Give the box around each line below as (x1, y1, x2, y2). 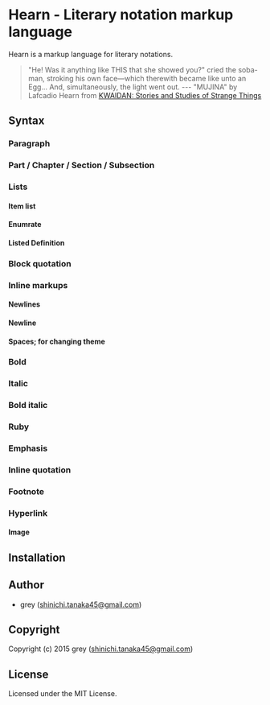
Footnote (8, 485, 44, 497)
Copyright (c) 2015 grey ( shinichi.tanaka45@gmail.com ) (8, 644, 194, 653)
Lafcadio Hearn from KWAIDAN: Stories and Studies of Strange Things (27, 90, 262, 100)
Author (8, 578, 44, 592)
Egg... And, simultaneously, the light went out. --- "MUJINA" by (27, 82, 238, 92)
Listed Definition (8, 237, 65, 247)
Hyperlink (8, 507, 48, 518)
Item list (8, 201, 36, 211)
